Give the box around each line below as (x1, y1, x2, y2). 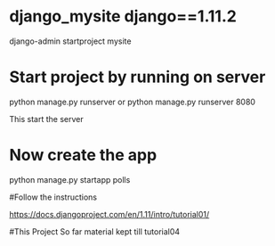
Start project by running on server (9, 67, 266, 87)
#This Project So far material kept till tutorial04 (9, 225, 181, 237)
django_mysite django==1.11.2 (9, 6, 238, 27)
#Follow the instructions (9, 192, 98, 202)
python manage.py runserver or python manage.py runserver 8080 (9, 96, 256, 107)
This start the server (9, 113, 84, 124)
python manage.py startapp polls (9, 174, 131, 184)
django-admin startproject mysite (9, 36, 132, 46)
